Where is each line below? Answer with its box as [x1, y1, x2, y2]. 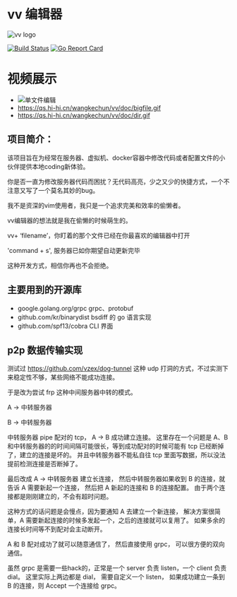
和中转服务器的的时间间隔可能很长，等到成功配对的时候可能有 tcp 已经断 [7, 442, 218, 451]
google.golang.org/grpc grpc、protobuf [17, 304, 134, 312]
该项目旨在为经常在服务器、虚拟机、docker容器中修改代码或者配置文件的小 [7, 153, 226, 162]
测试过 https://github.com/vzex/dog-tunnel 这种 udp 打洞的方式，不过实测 [7, 365, 223, 373]
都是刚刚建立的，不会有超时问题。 [13, 492, 113, 501]
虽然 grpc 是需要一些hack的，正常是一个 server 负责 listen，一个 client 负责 [7, 564, 227, 572]
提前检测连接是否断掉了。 [7, 460, 82, 468]
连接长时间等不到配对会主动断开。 [7, 525, 107, 533]
